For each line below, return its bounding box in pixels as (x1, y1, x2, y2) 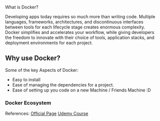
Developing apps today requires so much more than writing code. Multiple (5, 14, 156, 19)
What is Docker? (5, 4, 38, 10)
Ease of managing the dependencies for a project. (12, 82, 114, 88)
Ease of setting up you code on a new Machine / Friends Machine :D (12, 87, 151, 93)
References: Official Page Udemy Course (5, 111, 89, 117)
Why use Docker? (5, 54, 61, 62)
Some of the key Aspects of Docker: (5, 67, 79, 73)
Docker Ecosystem (5, 99, 52, 106)
